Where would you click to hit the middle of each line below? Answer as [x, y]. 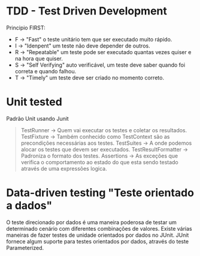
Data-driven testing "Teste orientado [100, 193]
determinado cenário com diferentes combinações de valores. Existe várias [99, 228]
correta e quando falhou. [46, 71]
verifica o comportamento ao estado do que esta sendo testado [99, 162]
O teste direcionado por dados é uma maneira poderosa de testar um [91, 222]
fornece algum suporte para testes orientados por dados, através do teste [98, 241]
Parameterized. [25, 248]
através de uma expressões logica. [64, 168]
